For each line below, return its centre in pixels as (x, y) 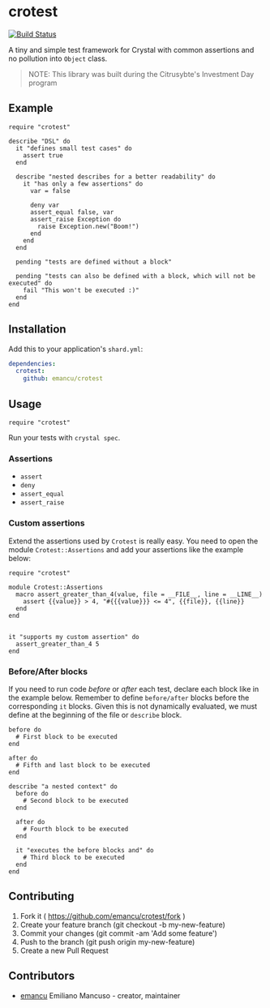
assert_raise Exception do (75, 219)
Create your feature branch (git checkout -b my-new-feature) (122, 924)
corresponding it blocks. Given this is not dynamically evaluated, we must (133, 706)
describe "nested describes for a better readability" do (116, 177)
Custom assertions (47, 523)
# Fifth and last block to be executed (83, 765)
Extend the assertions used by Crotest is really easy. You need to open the (133, 541)
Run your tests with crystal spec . (64, 438)
